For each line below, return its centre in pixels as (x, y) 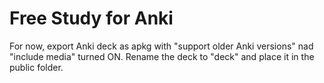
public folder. (36, 67)
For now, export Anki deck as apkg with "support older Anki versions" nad (161, 46)
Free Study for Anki (91, 18)
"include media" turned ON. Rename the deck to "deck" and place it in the (162, 56)
